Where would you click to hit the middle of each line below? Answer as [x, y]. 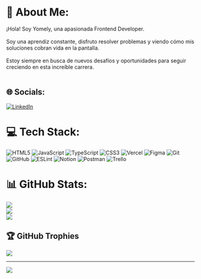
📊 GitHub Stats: [47, 184]
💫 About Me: [38, 12]
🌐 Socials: [26, 92]
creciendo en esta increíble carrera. [50, 67]
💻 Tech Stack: [43, 132]
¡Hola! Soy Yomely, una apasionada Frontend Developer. [75, 29]
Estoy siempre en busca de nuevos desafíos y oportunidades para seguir [96, 60]
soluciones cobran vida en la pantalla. [53, 48]
